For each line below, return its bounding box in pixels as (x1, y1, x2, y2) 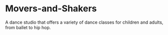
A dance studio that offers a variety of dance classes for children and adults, (5, 19, 163, 25)
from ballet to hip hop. (5, 24, 51, 30)
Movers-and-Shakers (5, 3, 97, 14)
